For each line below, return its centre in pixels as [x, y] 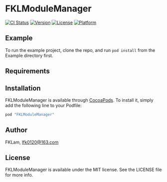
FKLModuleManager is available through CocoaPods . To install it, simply [79, 100]
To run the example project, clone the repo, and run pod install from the [80, 50]
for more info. [19, 175]
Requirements [27, 71]
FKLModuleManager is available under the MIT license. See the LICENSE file [83, 170]
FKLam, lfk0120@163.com [32, 142]
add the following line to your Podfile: [44, 105]
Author [16, 130]
